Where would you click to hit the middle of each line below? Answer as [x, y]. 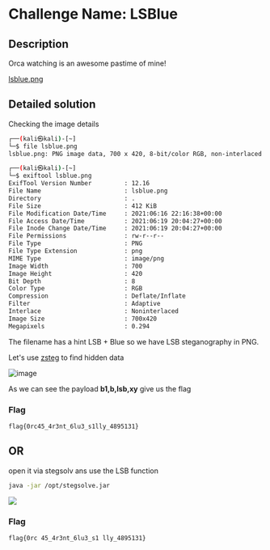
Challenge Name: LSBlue [93, 14]
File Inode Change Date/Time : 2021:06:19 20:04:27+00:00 [115, 228]
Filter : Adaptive [84, 304]
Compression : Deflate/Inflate [97, 296]
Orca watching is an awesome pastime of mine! [87, 63]
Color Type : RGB [76, 289]
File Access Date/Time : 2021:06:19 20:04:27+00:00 [115, 221]
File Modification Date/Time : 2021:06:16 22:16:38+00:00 [115, 214]
